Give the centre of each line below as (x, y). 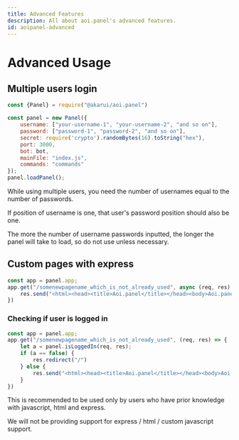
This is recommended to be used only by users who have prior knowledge (116, 400)
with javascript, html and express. (57, 408)
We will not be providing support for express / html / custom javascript (111, 421)
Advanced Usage (59, 62)
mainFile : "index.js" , (54, 158)
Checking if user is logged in (58, 319)
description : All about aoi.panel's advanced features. (92, 21)
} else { (33, 367)
